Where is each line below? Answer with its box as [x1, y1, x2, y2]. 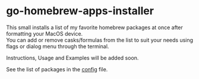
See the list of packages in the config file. [6, 65, 108, 72]
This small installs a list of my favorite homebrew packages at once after [6, 24, 183, 31]
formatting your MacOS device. [6, 30, 83, 37]
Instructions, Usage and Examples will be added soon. [6, 54, 139, 61]
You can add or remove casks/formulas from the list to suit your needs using [6, 36, 194, 43]
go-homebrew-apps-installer [6, 4, 154, 18]
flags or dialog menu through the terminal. [6, 43, 109, 50]
